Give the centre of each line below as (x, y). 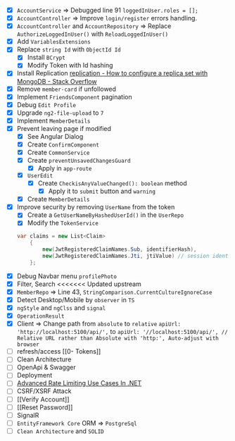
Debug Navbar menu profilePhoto (67, 276)
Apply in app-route (65, 168)
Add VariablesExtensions (53, 42)
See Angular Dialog (55, 136)
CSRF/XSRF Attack (44, 391)
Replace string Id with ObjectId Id (69, 49)
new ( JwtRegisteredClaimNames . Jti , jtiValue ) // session (126, 256)
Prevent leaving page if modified (64, 128)
